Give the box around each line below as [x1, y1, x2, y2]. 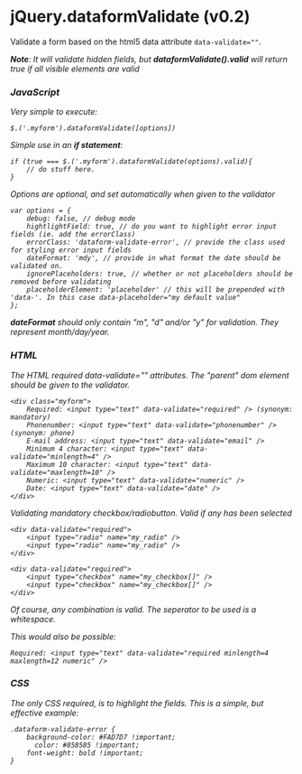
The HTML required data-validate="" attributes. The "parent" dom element [10, 369, 289, 380]
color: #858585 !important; [33, 741, 141, 750]
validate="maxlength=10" [10, 468, 104, 477]
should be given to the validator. [10, 379, 130, 390]
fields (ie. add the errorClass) [10, 230, 136, 239]
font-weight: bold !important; [26, 748, 144, 758]
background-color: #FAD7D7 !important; [26, 732, 177, 741]
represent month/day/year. [10, 327, 110, 338]
